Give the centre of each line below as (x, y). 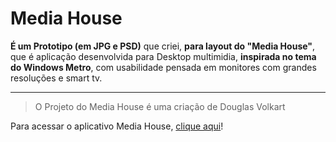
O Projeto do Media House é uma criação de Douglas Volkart (160, 106)
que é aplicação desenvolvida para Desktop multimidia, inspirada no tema (163, 56)
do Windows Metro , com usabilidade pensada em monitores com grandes (163, 67)
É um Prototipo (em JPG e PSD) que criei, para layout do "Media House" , (163, 46)
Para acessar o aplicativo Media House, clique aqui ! (117, 126)
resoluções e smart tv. (56, 78)
